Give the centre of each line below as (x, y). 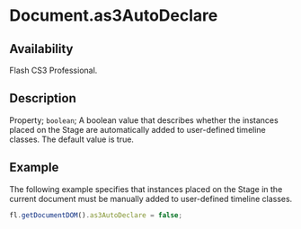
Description (43, 98)
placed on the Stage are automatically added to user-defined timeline (138, 129)
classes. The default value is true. (72, 139)
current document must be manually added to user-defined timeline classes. (151, 198)
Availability (41, 49)
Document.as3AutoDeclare (114, 16)
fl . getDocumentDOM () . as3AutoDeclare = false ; (96, 215)
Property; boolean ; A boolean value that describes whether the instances (144, 120)
